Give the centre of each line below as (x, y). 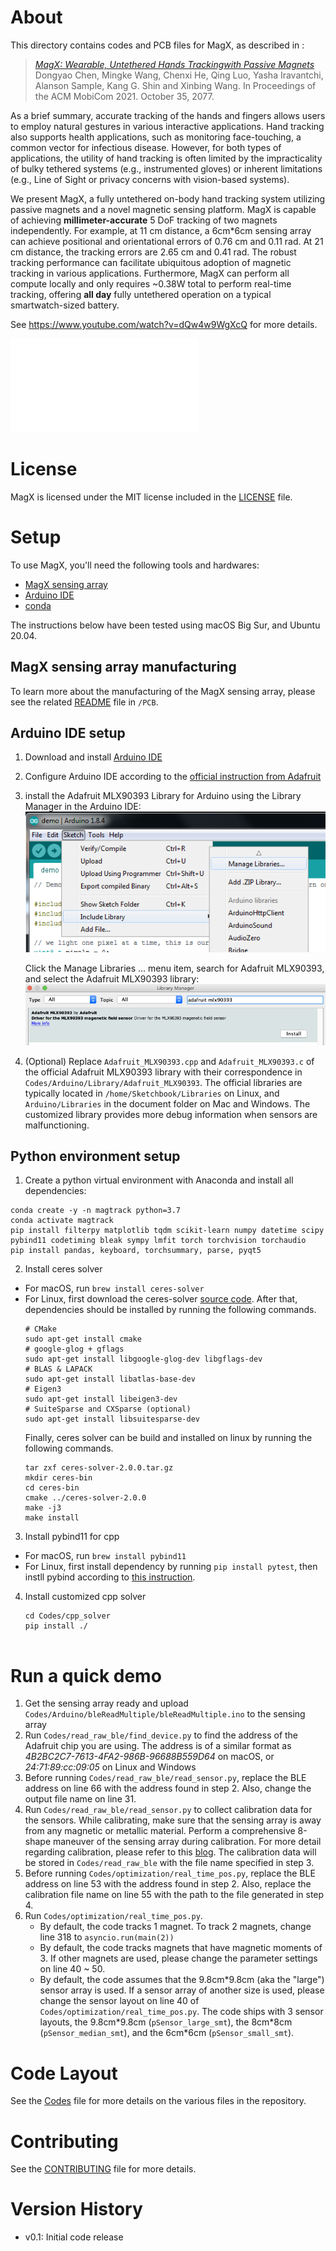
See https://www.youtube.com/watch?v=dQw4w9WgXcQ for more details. (164, 324)
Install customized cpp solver (85, 1597)
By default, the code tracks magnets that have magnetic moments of (181, 1948)
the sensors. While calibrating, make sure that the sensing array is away (173, 1820)
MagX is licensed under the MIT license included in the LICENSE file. (151, 497)
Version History (76, 2209)
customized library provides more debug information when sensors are (171, 1114)
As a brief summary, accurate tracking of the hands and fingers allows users (168, 115)
